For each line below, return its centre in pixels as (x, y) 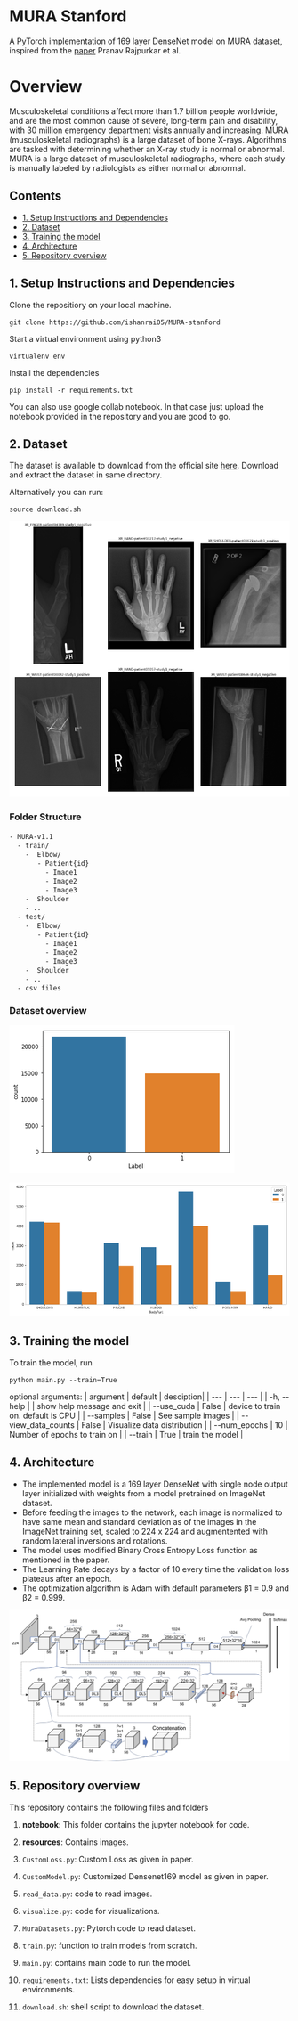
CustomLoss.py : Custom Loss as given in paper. (108, 1859)
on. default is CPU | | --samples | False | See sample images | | (125, 1415)
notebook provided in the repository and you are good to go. (120, 416)
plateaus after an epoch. (67, 1578)
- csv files (40, 988)
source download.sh (45, 509)
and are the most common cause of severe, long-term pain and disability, (144, 120)
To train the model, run (51, 1362)
